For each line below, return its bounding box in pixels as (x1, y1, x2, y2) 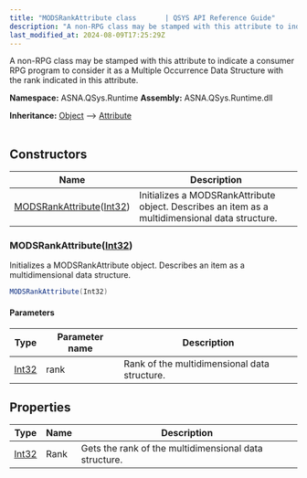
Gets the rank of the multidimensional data (80, 442, 263, 455)
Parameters (9, 307, 55, 318)
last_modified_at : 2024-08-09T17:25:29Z (9, 30, 166, 39)
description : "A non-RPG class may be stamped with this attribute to (9, 22, 284, 31)
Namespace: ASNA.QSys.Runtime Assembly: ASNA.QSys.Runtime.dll (9, 92, 273, 103)
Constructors (9, 146, 88, 162)
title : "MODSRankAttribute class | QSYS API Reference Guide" (9, 13, 276, 23)
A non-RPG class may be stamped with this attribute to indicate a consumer (9, 56, 295, 67)
